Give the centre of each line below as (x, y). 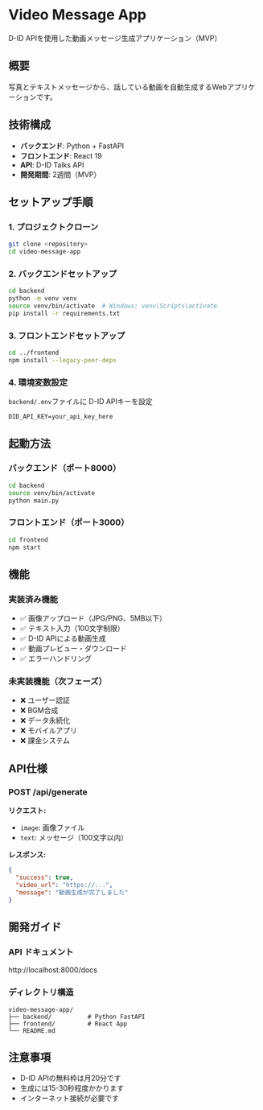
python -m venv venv (43, 299)
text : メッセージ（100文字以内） (74, 838)
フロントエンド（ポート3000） (69, 522)
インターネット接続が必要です (69, 1098)
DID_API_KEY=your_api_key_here (61, 417)
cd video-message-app (45, 252)
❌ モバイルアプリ (49, 731)
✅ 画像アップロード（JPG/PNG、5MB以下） (93, 618)
